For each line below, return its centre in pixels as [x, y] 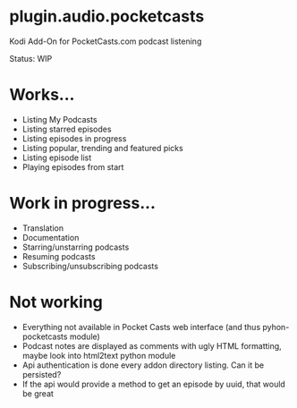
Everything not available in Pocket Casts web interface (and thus [141, 327]
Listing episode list [57, 157]
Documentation [51, 237]
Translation [43, 228]
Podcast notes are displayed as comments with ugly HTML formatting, [152, 345]
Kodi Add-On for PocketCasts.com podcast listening [106, 41]
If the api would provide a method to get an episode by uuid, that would [154, 384]
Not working [56, 302]
